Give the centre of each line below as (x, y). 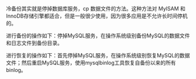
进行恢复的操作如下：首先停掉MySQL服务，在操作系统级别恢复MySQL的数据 (98, 55)
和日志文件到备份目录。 (34, 43)
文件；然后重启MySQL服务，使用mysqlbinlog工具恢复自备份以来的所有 (91, 63)
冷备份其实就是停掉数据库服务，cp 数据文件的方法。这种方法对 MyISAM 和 (96, 8)
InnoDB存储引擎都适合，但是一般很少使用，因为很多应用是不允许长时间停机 (97, 16)
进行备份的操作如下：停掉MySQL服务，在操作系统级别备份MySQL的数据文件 (98, 36)
